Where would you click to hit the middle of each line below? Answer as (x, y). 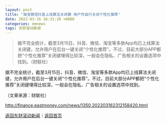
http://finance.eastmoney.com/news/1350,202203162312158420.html (77, 106)
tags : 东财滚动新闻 (23, 28)
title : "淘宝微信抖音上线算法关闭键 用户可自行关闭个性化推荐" (63, 14)
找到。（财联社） (34, 62)
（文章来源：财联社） (27, 96)
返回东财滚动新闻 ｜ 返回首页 (34, 116)
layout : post (19, 10)
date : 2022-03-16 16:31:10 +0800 (40, 19)
